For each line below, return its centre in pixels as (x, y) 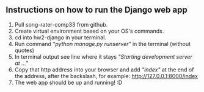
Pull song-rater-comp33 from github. (61, 24)
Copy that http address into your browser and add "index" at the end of (104, 70)
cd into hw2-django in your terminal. (60, 37)
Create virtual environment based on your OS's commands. (89, 31)
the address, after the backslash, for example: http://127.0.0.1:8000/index (106, 76)
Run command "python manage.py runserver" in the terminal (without (102, 44)
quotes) (24, 50)
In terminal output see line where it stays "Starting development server (104, 56)
